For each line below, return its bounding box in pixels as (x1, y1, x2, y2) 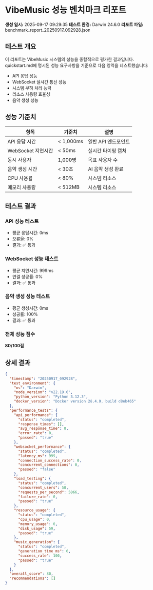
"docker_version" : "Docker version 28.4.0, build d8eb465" (14, 399, 136, 404)
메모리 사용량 (7, 184, 36, 190)
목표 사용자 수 (88, 156, 118, 163)
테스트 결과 (5, 202, 37, 210)
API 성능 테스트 (5, 218, 39, 225)
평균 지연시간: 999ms (12, 267, 54, 274)
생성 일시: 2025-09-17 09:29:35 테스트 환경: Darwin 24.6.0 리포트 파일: (5, 21, 144, 27)
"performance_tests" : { (9, 408, 57, 413)
